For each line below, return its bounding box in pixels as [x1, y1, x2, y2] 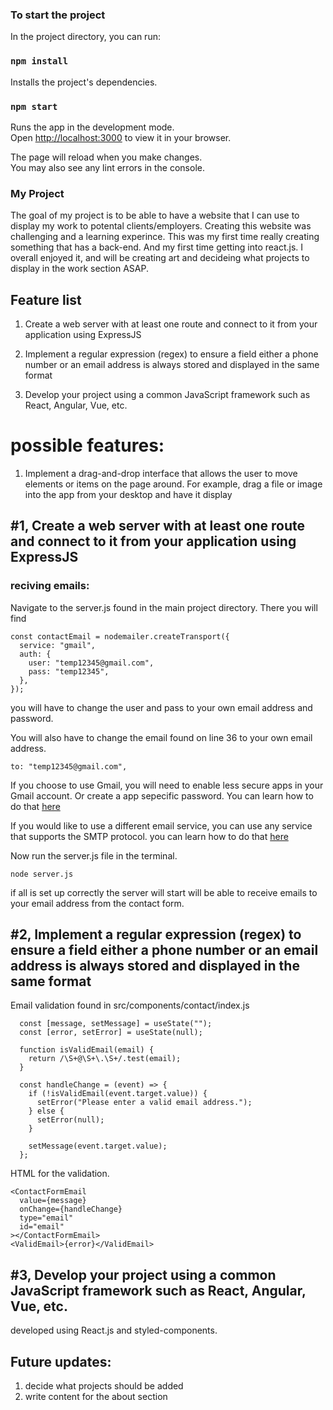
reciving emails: [10, 579, 90, 593]
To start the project [10, 8, 106, 22]
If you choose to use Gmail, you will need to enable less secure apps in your [10, 779, 324, 791]
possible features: [10, 434, 165, 457]
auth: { [19, 649, 52, 659]
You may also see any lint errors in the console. [10, 161, 205, 173]
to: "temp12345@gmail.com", [10, 761, 128, 772]
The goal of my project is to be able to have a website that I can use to [10, 209, 300, 222]
